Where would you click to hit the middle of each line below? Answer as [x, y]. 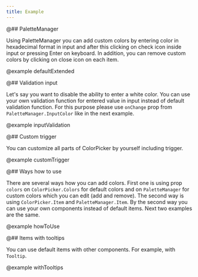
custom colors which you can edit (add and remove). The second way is [95, 196]
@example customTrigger [38, 160]
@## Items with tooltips [35, 238]
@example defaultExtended [40, 71]
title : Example [25, 12]
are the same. [23, 214]
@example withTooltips [35, 267]
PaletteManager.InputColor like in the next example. [70, 113]
